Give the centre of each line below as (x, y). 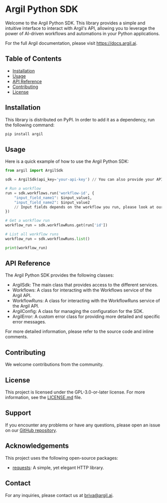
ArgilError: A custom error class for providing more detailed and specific (86, 316)
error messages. (29, 322)
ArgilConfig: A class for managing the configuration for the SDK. (78, 311)
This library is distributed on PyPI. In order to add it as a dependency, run (80, 119)
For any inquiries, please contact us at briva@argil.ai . (59, 495)
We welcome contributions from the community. (54, 365)
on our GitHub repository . (31, 430)
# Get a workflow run (28, 221)
